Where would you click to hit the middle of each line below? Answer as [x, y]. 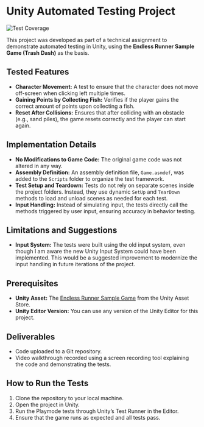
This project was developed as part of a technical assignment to [87, 40]
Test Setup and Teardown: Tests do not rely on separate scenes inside [104, 185]
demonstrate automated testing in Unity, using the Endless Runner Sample [100, 46]
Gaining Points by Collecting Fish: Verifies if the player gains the [97, 99]
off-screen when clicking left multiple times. [70, 93]
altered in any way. [39, 166]
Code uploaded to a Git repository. [58, 351]
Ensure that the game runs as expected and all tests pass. [88, 417]
